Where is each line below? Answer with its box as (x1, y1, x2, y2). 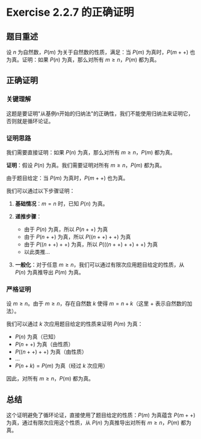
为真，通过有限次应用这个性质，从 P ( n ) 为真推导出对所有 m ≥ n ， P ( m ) (6, 419, 179, 426)
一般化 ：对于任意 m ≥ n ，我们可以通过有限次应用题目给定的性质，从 (14, 261, 185, 268)
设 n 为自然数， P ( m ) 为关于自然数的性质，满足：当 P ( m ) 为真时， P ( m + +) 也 (6, 49, 196, 55)
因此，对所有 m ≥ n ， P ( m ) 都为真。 (6, 375, 94, 382)
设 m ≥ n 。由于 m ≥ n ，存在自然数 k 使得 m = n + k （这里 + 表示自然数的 (6, 300, 188, 308)
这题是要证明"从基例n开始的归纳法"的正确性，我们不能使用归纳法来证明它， (6, 110, 194, 117)
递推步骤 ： (14, 212, 42, 220)
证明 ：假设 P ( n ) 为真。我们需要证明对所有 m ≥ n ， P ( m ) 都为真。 (6, 161, 165, 169)
